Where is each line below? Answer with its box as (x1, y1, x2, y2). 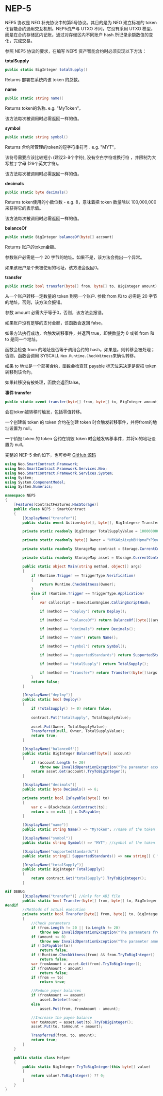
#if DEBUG (5, 889, 25, 894)
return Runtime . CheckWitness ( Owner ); (39, 582, 116, 587)
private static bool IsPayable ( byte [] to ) (22, 795, 110, 801)
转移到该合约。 (5, 369, 35, 375)
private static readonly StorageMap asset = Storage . (22, 555, 133, 560)
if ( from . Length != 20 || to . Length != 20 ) (31, 925, 120, 930)
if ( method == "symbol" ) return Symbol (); (39, 644, 127, 649)
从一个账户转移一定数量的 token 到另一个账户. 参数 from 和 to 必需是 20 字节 (5, 293, 158, 299)
